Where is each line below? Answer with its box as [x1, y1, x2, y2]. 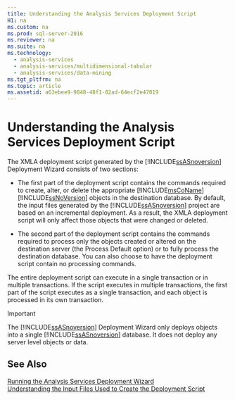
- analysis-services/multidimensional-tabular [13, 63, 153, 70]
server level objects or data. [7, 338, 89, 346]
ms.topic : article [7, 82, 61, 89]
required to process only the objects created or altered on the [17, 237, 197, 246]
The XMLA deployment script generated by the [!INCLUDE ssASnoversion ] [7, 158, 222, 166]
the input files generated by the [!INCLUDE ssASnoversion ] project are [17, 201, 220, 210]
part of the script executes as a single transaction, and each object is [7, 288, 208, 296]
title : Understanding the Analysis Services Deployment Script [7, 10, 197, 18]
